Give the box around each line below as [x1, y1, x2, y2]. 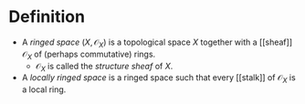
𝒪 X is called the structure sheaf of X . [35, 60, 174, 74]
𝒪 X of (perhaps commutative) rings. [21, 48, 156, 61]
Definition [8, 6, 86, 27]
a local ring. [21, 84, 67, 95]
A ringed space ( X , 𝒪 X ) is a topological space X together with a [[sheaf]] [21, 36, 293, 49]
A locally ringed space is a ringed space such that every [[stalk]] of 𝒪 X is [21, 72, 296, 86]
